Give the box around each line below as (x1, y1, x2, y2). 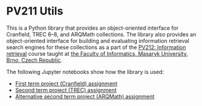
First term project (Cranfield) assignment (15, 80, 117, 87)
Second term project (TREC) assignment (15, 86, 117, 93)
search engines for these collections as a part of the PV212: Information (6, 44, 186, 51)
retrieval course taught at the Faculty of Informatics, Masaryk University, (6, 50, 189, 57)
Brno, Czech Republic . (6, 56, 63, 64)
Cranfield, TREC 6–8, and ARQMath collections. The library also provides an (6, 30, 197, 38)
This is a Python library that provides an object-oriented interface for (6, 24, 179, 31)
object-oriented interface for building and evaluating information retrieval (6, 37, 190, 44)
